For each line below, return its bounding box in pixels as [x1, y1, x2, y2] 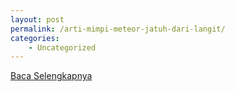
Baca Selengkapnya [10, 70, 93, 82]
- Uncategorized [28, 42, 97, 53]
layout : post [10, 14, 65, 25]
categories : [10, 33, 60, 43]
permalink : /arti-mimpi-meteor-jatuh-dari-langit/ [10, 24, 226, 34]
